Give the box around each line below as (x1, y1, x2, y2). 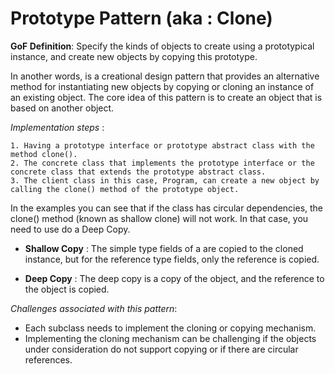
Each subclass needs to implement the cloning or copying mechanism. (24, 322, 317, 334)
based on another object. (10, 102, 115, 114)
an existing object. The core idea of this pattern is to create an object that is (10, 91, 323, 103)
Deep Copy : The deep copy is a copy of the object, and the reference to (24, 272, 325, 284)
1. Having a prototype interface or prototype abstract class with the (10, 140, 315, 151)
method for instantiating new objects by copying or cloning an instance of (10, 80, 315, 92)
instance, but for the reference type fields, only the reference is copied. (24, 253, 320, 265)
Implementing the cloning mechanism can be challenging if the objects (24, 332, 317, 344)
